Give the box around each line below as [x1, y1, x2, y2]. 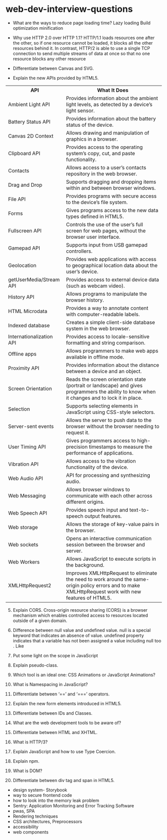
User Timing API [8, 443, 46, 450]
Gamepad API [8, 244, 40, 251]
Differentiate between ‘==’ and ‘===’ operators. [12, 691, 110, 697]
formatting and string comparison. [66, 339, 146, 346]
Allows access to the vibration [66, 457, 136, 464]
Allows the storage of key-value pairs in [66, 521, 160, 527]
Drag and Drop [8, 181, 43, 188]
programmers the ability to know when [66, 388, 156, 395]
